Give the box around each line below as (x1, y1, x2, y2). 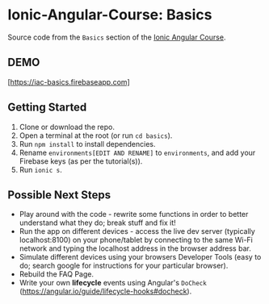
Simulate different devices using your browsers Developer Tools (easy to (19, 252, 262, 262)
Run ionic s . (19, 164, 62, 174)
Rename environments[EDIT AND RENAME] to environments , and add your (19, 148, 256, 157)
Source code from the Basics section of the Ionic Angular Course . (7, 32, 226, 42)
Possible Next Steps (7, 188, 111, 202)
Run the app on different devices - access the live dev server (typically (19, 227, 255, 236)
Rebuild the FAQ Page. (19, 269, 95, 279)
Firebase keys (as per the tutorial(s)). (19, 156, 143, 166)
